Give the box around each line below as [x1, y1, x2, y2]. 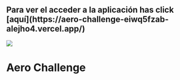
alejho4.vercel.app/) [6, 24, 85, 34]
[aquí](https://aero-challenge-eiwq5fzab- [6, 15, 169, 25]
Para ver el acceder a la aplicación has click [6, 5, 174, 15]
